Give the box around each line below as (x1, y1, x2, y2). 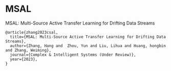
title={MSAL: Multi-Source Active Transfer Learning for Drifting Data (10, 34, 166, 39)
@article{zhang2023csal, (5, 30, 58, 35)
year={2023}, (10, 57, 38, 62)
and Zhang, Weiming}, (5, 48, 52, 53)
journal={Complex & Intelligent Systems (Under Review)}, (10, 52, 137, 57)
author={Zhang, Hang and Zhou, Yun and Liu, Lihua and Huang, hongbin (10, 43, 166, 49)
